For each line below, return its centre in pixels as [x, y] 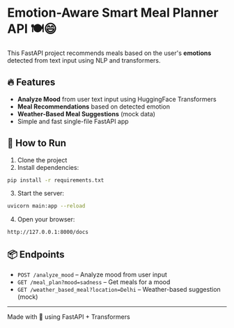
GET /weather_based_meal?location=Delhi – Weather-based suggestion [119, 290]
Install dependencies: [48, 167]
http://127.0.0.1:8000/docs [48, 232]
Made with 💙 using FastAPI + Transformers [69, 317]
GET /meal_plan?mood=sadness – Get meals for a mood [94, 282]
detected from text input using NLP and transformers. [84, 60]
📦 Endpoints [36, 255]
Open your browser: [46, 219]
